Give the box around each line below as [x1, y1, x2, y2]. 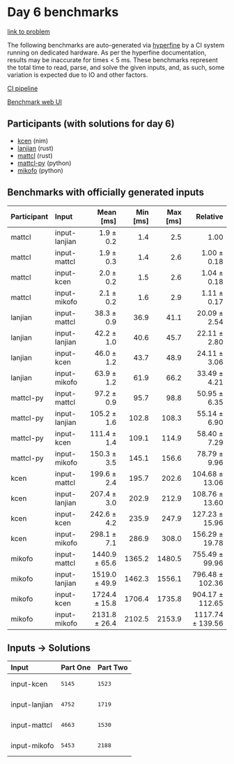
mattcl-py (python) [17, 159, 72, 167]
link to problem [7, 27, 50, 36]
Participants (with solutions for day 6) [7, 118, 175, 130]
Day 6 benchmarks [7, 4, 119, 20]
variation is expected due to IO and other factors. [7, 71, 148, 79]
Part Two [97, 663, 128, 672]
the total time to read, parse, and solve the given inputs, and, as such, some [7, 63, 225, 71]
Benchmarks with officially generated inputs [7, 187, 204, 199]
